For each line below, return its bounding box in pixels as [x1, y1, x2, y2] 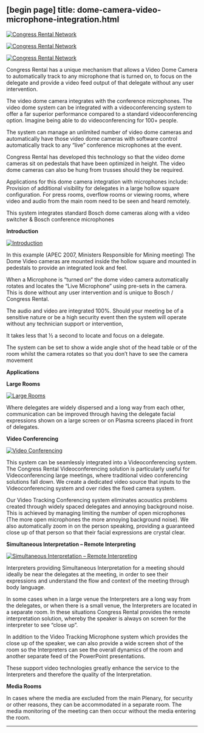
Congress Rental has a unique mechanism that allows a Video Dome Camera [6, 66, 198, 73]
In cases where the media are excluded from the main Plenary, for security [6, 694, 193, 701]
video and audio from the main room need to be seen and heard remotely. [6, 197, 191, 205]
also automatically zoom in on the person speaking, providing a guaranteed [6, 522, 195, 529]
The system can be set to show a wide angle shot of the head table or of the [6, 344, 197, 351]
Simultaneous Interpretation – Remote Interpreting [6, 540, 136, 548]
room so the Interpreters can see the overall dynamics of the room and [6, 646, 183, 653]
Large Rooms [6, 380, 41, 388]
